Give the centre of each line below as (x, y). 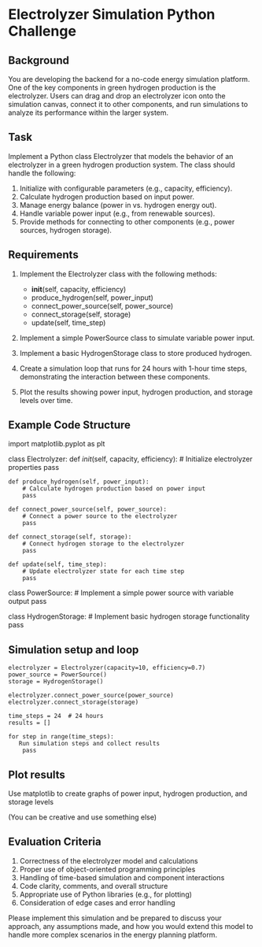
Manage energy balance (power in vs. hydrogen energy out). (118, 205)
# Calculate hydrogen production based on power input (114, 489)
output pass (28, 601)
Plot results (37, 774)
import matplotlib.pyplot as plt (57, 444)
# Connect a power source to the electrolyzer (100, 516)
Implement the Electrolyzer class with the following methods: (118, 274)
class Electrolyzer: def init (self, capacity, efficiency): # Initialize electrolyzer (131, 459)
